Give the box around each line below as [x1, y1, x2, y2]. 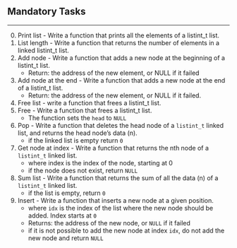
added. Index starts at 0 [28, 211, 97, 220]
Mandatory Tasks [7, 6, 86, 18]
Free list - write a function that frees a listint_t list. [17, 98, 162, 107]
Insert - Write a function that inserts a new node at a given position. [17, 196, 214, 204]
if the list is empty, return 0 [28, 189, 106, 197]
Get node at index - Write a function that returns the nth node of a [17, 143, 209, 152]
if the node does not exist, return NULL [28, 166, 138, 175]
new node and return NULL [28, 233, 104, 242]
